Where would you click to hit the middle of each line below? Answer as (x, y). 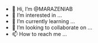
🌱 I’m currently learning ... (43, 21)
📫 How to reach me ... (39, 34)
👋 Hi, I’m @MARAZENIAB (42, 9)
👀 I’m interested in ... (37, 15)
